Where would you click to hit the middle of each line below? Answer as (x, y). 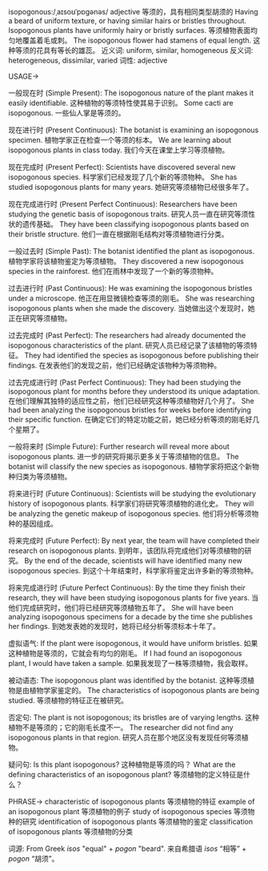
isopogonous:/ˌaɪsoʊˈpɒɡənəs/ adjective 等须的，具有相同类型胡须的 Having (133, 12)
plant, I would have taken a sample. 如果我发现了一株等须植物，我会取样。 (130, 663)
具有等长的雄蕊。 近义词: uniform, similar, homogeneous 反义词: (148, 50)
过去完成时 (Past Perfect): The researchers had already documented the (127, 335)
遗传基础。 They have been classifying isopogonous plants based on (136, 224)
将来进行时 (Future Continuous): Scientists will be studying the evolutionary (132, 494)
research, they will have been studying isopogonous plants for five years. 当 (134, 598)
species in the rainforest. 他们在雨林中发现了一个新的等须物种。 (113, 271)
